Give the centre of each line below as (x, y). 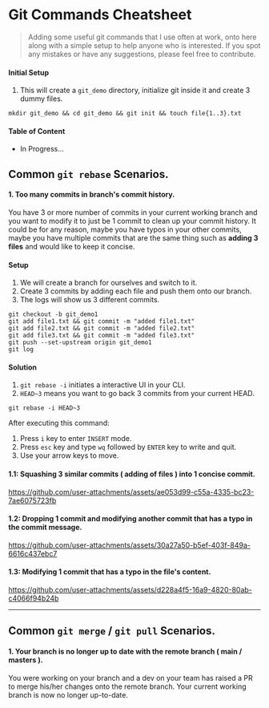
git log (21, 350)
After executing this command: (59, 423)
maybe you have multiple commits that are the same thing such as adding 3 (133, 237)
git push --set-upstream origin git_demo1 (80, 342)
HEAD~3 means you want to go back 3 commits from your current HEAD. (137, 394)
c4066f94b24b (34, 598)
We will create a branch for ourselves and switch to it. (108, 283)
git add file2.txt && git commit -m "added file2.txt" (102, 329)
